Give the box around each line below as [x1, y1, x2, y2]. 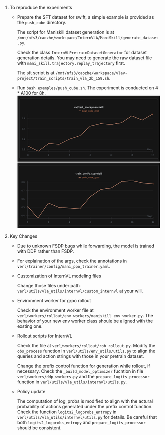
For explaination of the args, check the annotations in [17, 258, 127, 264]
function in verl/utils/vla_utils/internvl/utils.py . [17, 379, 127, 385]
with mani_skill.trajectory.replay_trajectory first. [17, 60, 126, 66]
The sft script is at [17, 70, 55, 76]
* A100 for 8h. [17, 90, 46, 96]
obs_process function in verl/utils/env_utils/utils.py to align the [17, 348, 156, 354]
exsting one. [17, 323, 43, 329]
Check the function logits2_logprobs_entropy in [17, 409, 117, 415]
